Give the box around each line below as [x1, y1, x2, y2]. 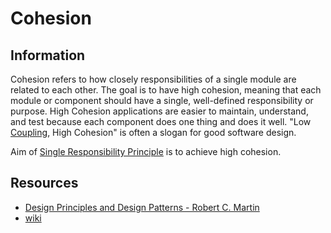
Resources [10, 175, 79, 192]
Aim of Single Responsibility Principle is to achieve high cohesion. [10, 146, 282, 157]
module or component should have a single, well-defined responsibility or [10, 95, 314, 106]
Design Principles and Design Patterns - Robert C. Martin [24, 201, 260, 213]
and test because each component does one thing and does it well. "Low [10, 116, 312, 127]
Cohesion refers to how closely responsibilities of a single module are [10, 73, 297, 85]
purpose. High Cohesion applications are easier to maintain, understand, [10, 105, 309, 117]
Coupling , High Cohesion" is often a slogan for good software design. [10, 127, 297, 138]
